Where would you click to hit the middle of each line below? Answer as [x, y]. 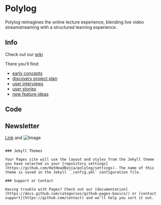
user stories [24, 89]
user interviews [28, 83]
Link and [14, 138]
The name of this [137, 168]
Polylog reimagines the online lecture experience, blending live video [75, 22]
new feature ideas [30, 94]
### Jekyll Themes [24, 151]
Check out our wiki [24, 54]
